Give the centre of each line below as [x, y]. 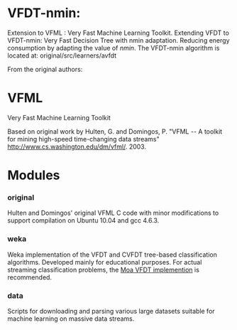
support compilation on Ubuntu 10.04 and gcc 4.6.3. [83, 220]
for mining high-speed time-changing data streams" [83, 139]
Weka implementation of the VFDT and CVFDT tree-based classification [112, 255]
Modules [34, 175]
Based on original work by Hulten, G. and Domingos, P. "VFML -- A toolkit [115, 131]
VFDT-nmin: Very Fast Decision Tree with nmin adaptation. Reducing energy [118, 40]
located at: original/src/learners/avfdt [62, 55]
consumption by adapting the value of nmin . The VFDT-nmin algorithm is [114, 48]
